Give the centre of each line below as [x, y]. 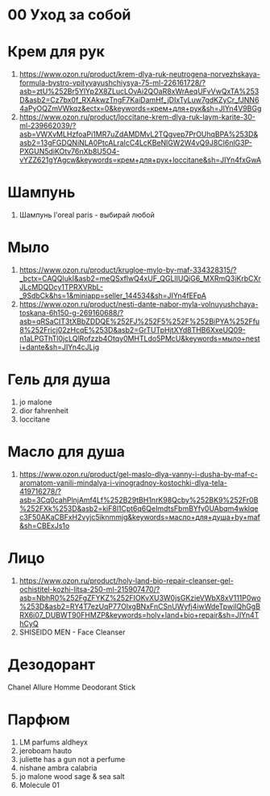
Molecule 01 [39, 785]
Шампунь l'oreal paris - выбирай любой [87, 215]
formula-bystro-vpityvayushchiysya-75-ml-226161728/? [112, 83]
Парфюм [39, 719]
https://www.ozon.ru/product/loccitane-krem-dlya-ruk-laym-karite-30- [137, 117]
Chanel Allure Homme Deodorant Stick [72, 687]
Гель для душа [59, 380]
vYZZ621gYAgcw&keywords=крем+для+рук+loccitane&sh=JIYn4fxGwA [140, 160]
